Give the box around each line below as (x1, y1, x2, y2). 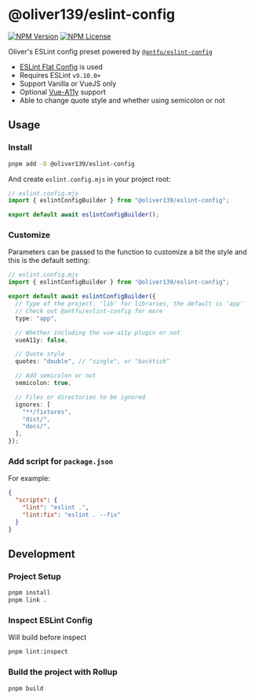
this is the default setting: (8, 256, 90, 265)
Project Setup (8, 571, 61, 582)
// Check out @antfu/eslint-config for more (15, 307, 163, 315)
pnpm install (8, 589, 51, 597)
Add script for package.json (8, 455, 114, 466)
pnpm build (8, 684, 44, 692)
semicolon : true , (15, 380, 72, 387)
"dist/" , (22, 415, 51, 423)
